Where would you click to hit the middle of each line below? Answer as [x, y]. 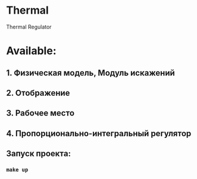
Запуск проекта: [39, 154]
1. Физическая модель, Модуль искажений [91, 73]
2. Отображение [38, 93]
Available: [31, 51]
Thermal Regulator [29, 27]
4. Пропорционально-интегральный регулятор [99, 134]
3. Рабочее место [40, 113]
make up [17, 170]
